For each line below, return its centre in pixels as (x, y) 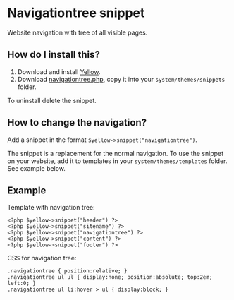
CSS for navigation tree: (42, 258)
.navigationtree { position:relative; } (68, 271)
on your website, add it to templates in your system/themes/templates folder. (117, 161)
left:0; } (22, 284)
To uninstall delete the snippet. (52, 100)
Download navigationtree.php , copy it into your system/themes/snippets (121, 79)
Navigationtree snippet (76, 13)
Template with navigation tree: (51, 208)
